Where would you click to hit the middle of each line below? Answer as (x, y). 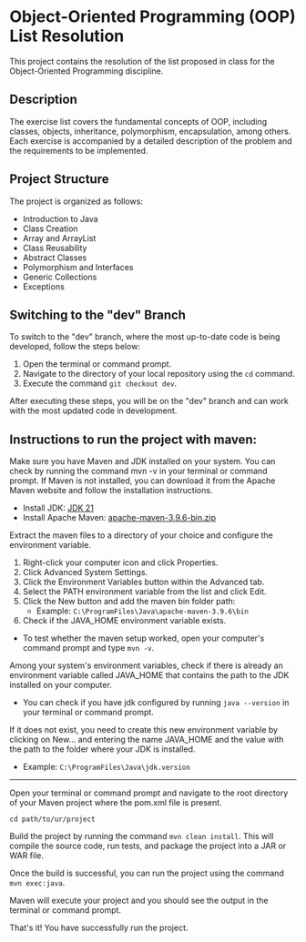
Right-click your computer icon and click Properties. (120, 562)
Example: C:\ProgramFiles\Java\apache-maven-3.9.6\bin (142, 611)
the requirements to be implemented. (79, 150)
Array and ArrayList (59, 238)
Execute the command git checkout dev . (100, 383)
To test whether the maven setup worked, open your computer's (143, 638)
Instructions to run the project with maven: (133, 439)
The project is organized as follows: (76, 201)
